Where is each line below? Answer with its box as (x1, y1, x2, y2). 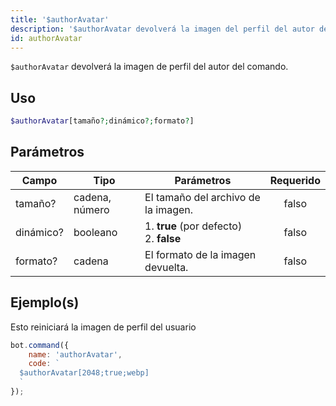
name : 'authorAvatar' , (28, 349, 123, 360)
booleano (73, 225, 118, 239)
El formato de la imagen (144, 247, 257, 261)
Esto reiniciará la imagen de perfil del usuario (10, 321, 197, 333)
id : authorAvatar (10, 33, 83, 43)
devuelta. (144, 260, 189, 274)
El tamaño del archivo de (144, 190, 261, 204)
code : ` (28, 359, 60, 369)
